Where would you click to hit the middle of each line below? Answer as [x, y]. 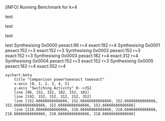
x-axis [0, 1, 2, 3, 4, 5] [42, 84]
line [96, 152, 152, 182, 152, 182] [52, 92]
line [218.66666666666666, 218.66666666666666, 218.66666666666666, [86, 110]
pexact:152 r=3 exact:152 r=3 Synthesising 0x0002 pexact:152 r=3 [73, 50]
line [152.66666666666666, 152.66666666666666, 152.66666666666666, [86, 101]
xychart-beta [19, 75]
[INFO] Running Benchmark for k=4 [41, 7]
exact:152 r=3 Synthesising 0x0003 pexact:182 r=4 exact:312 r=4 [72, 56]
